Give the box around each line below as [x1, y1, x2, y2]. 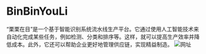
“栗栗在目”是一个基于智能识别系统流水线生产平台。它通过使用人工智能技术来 [6, 25, 199, 33]
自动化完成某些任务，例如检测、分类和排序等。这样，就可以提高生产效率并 [6, 33, 194, 40]
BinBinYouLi [6, 4, 68, 18]
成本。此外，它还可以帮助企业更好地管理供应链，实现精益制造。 [11, 40, 173, 48]
